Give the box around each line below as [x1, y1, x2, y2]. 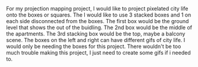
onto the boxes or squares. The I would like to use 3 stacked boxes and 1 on [6, 11, 191, 18]
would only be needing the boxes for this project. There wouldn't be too [6, 43, 181, 50]
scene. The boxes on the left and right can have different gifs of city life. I [6, 37, 186, 43]
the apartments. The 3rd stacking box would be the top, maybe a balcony [6, 30, 186, 37]
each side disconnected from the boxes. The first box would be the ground [6, 18, 189, 24]
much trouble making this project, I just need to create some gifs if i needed [6, 49, 191, 56]
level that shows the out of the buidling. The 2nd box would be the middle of [6, 24, 193, 31]
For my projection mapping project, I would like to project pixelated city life [6, 5, 189, 12]
